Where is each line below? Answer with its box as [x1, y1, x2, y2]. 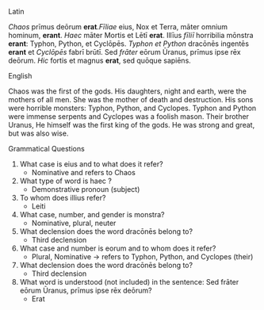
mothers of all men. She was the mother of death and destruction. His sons [8, 95, 254, 104]
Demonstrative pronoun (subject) [31, 185, 140, 193]
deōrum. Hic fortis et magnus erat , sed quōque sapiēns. [8, 55, 192, 65]
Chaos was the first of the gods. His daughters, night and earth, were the [8, 86, 247, 96]
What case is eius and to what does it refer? [19, 159, 164, 169]
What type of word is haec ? [19, 176, 113, 186]
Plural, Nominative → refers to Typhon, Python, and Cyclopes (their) [31, 252, 254, 261]
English [8, 71, 33, 80]
